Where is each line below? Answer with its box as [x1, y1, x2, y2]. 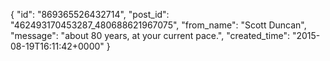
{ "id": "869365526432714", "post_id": [10, 9, 170, 20]
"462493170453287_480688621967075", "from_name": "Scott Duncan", [10, 19, 307, 31]
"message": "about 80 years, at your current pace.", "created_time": [10, 30, 290, 41]
